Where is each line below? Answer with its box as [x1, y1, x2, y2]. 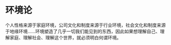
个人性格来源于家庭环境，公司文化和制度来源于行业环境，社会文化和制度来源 [5, 22, 166, 28]
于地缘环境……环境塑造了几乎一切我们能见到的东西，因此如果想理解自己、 [5, 28, 160, 34]
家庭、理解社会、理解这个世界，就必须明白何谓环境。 [9, 34, 121, 40]
